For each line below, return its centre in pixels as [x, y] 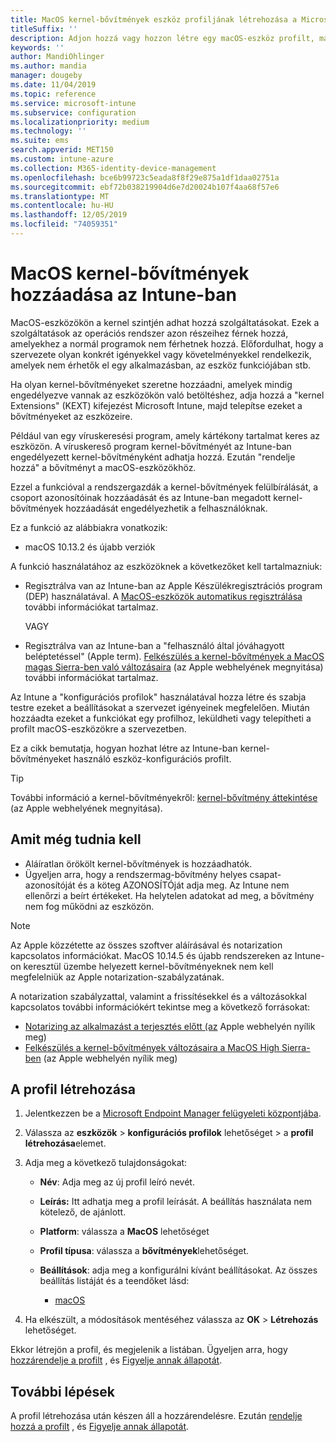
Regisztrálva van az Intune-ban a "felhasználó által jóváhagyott [154, 645]
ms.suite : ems [40, 141]
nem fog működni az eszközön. [89, 906]
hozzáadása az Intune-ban [123, 295]
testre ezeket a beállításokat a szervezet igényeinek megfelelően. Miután [160, 707]
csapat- [265, 874]
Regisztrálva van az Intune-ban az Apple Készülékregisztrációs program [173, 585]
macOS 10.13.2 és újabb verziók [90, 547]
